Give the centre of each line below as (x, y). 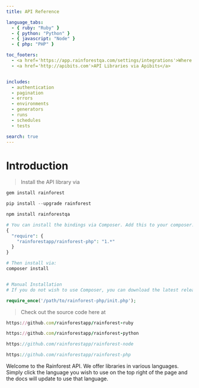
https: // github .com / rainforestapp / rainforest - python (73, 334)
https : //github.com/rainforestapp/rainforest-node (70, 344)
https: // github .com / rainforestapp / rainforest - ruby (70, 323)
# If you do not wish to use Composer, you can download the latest (92, 290)
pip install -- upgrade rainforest (49, 204)
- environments (30, 104)
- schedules (26, 120)
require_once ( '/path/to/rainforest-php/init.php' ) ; (71, 300)
